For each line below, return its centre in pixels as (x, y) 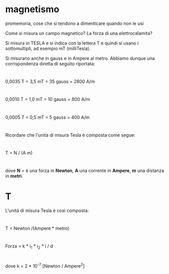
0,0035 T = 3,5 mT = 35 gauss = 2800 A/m (50, 82)
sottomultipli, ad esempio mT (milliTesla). (48, 48)
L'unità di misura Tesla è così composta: (47, 211)
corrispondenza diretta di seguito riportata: (50, 63)
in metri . (14, 176)
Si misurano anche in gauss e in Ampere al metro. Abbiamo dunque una (80, 58)
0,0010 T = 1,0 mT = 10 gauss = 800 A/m (48, 99)
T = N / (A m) (19, 153)
